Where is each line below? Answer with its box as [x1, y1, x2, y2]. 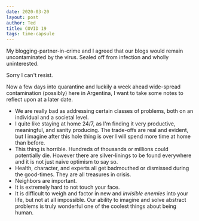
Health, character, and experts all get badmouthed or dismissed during [14, 165, 189, 172]
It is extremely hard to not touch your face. [14, 183, 120, 191]
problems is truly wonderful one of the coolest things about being [14, 202, 177, 210]
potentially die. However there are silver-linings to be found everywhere [14, 152, 192, 159]
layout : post [6, 14, 39, 20]
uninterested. [6, 60, 39, 67]
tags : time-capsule [6, 31, 55, 37]
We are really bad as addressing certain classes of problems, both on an [14, 108, 194, 115]
